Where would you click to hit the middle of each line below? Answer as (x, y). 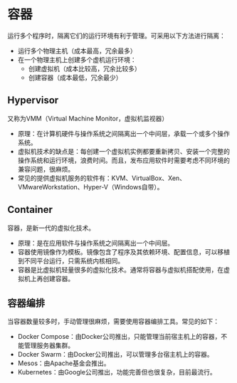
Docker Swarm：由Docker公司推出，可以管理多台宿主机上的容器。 (115, 355)
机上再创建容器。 (49, 278)
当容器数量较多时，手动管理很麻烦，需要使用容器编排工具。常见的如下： (113, 322)
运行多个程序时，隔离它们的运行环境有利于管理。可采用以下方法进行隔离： (116, 36)
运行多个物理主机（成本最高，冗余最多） (77, 51)
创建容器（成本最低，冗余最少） (75, 77)
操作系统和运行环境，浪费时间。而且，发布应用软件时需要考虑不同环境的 (123, 160)
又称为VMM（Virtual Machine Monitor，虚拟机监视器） (88, 118)
